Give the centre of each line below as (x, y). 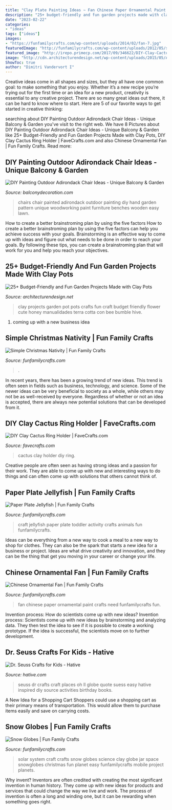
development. (20, 636)
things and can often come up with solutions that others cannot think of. (81, 476)
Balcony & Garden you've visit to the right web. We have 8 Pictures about (82, 124)
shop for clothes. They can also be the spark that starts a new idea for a (81, 545)
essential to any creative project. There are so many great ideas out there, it (85, 98)
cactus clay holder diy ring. (47, 456)
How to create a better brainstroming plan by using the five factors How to (84, 223)
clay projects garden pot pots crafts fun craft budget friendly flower (89, 306)
